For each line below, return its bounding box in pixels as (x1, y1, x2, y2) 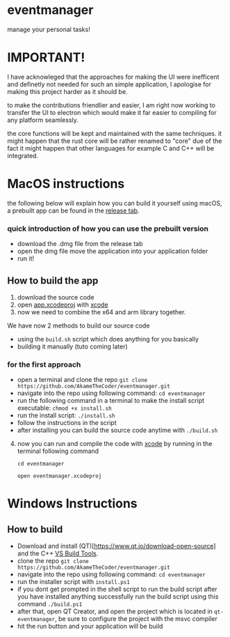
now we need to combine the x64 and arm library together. (17, 307, 186, 316)
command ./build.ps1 (17, 600, 83, 608)
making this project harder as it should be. (7, 87, 128, 95)
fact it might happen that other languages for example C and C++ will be (7, 144, 214, 152)
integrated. (7, 151, 39, 160)
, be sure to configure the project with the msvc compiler (54, 615, 217, 623)
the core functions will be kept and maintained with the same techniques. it (7, 129, 222, 137)
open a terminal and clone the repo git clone (17, 376, 148, 384)
